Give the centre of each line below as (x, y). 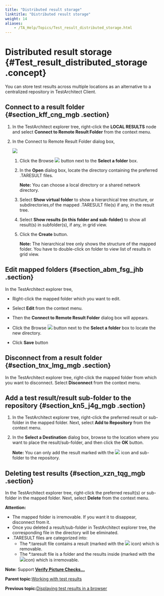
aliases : (14, 23)
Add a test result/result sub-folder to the (68, 398)
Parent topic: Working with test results (44, 579)
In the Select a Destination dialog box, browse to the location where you (85, 438)
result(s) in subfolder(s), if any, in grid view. (63, 225)
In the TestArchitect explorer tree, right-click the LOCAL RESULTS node (84, 127)
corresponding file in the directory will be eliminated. (65, 533)
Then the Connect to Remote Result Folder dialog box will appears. (81, 317)
